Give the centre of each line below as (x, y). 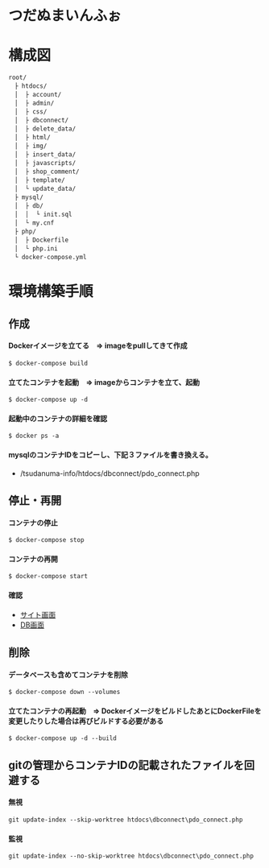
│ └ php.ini (36, 249)
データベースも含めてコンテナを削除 (68, 674)
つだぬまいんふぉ (65, 16)
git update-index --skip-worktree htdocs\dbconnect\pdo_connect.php (126, 820)
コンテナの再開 (33, 559)
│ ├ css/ (31, 112)
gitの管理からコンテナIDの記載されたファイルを (126, 765)
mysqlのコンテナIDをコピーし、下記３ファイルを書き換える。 (111, 454)
